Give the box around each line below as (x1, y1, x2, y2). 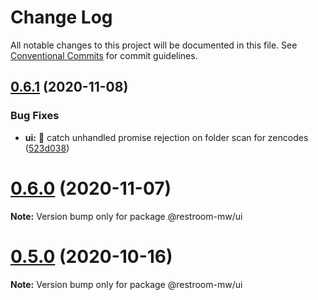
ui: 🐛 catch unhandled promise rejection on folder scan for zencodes (24, 131, 309, 143)
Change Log (10, 6, 113, 29)
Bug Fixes (10, 109, 60, 123)
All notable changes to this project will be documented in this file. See (10, 39, 298, 51)
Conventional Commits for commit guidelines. (10, 49, 198, 61)
